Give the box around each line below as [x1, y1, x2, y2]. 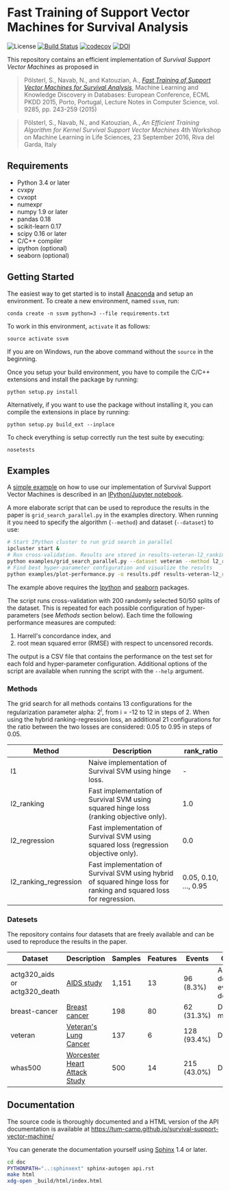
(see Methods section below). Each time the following [40, 611, 193, 619]
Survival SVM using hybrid [88, 868, 174, 877]
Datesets [7, 915, 38, 924]
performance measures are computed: [7, 618, 116, 626]
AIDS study [66, 978, 103, 987]
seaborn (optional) [16, 251, 70, 259]
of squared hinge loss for [88, 877, 169, 886]
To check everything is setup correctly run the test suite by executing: [7, 433, 205, 441]
